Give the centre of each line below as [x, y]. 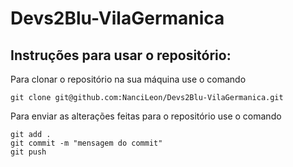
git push [28, 152]
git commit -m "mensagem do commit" [86, 143]
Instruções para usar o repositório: [121, 55]
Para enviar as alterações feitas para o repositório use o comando [146, 116]
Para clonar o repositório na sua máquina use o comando [128, 79]
